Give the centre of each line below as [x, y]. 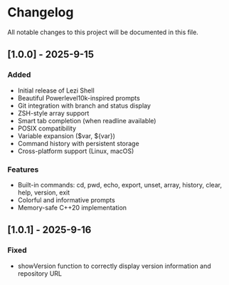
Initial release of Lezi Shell [56, 90]
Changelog [41, 12]
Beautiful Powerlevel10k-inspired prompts [79, 98]
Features [23, 170]
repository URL [40, 273]
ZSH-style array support [53, 113]
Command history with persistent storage [79, 143]
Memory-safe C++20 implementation [72, 207]
